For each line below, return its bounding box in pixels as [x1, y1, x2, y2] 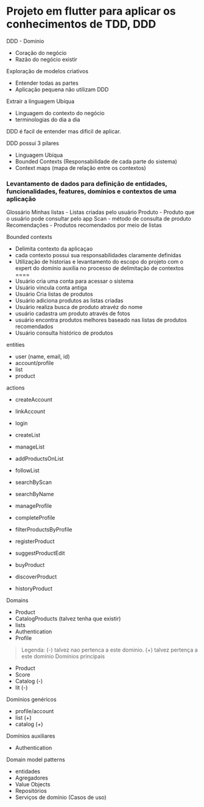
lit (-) [15, 684, 28, 691]
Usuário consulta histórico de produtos [15, 329, 114, 336]
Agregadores [15, 774, 49, 781]
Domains [6, 597, 29, 604]
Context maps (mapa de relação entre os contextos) [15, 164, 146, 171]
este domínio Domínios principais [21, 653, 105, 660]
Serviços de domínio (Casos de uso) [15, 794, 107, 801]
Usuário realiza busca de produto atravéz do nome [15, 304, 143, 311]
